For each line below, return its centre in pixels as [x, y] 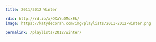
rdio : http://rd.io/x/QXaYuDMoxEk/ [42, 19]
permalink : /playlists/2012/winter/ [43, 32]
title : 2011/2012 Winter [31, 10]
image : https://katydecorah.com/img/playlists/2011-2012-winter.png [78, 23]
